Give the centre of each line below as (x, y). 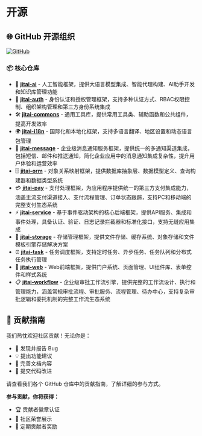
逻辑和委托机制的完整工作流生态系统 (65, 299)
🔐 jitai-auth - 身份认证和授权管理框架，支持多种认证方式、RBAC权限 (100, 100)
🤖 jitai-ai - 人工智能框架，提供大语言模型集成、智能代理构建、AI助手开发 (105, 84)
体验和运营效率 (39, 163)
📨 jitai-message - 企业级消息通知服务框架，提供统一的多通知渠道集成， (104, 148)
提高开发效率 (31, 124)
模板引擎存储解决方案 (41, 244)
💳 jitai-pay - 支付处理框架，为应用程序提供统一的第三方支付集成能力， (103, 188)
